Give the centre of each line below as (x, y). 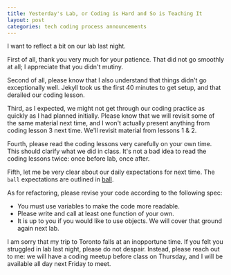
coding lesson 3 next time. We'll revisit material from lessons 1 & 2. (102, 131)
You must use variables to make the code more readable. (98, 206)
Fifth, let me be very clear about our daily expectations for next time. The (111, 172)
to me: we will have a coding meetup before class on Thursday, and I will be (115, 256)
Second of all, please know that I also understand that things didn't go (107, 80)
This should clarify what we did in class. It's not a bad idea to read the (107, 151)
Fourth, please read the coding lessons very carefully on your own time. (110, 144)
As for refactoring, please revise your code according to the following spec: (115, 193)
